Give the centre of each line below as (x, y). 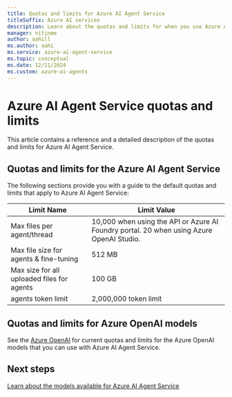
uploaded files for (39, 279)
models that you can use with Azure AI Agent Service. (84, 348)
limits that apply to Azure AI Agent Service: (68, 193)
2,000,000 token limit (127, 299)
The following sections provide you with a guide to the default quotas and (112, 186)
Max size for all (35, 270)
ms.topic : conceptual (38, 59)
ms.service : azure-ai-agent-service (60, 53)
